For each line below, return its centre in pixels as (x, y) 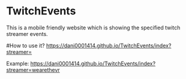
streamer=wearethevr (33, 69)
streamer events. (27, 34)
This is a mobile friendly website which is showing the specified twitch (93, 28)
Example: (18, 63)
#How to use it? (25, 45)
